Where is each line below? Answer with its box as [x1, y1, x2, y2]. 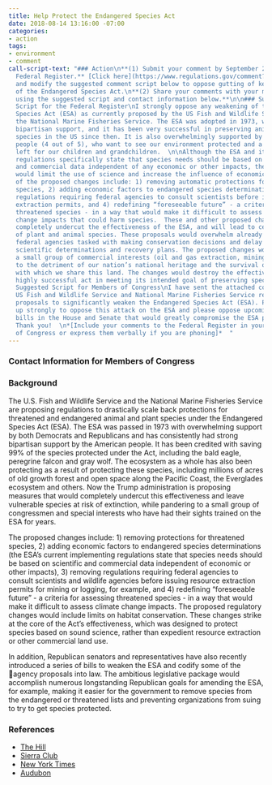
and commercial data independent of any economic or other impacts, [15, 163, 252, 171]
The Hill [19, 742, 46, 752]
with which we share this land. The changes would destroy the [15, 269, 233, 277]
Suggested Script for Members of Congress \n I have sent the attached [15, 283, 255, 292]
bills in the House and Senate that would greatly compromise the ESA [15, 313, 259, 321]
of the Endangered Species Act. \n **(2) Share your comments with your [15, 87, 259, 96]
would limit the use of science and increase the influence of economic [15, 170, 266, 179]
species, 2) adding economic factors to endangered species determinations [8, 541, 261, 550]
